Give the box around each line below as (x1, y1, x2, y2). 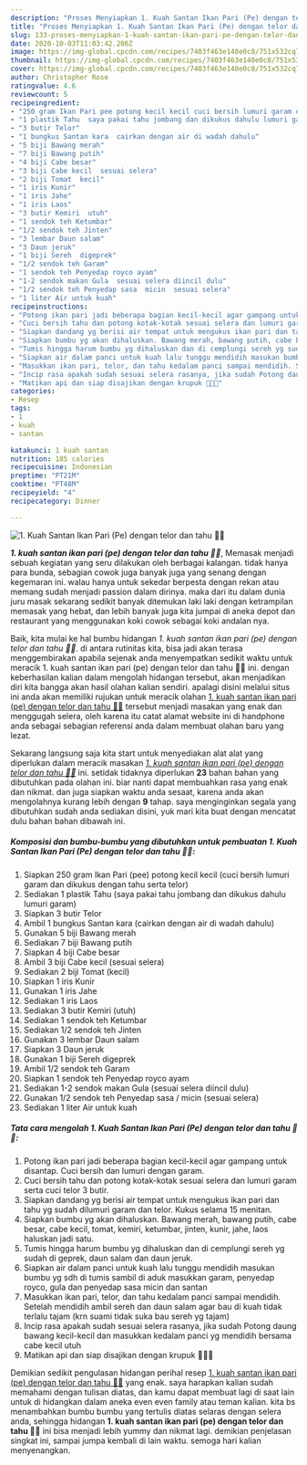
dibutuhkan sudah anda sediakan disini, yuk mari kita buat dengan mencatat (10, 805, 296, 817)
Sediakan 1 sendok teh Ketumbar (23, 1014, 148, 1025)
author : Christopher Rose (10, 73, 108, 82)
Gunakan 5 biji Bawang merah (23, 927, 137, 938)
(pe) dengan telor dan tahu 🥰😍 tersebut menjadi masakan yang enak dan (10, 700, 282, 712)
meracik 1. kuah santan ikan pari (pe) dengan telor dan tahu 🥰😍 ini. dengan (10, 662, 290, 673)
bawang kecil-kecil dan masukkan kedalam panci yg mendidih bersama (23, 1330, 292, 1341)
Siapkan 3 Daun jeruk (23, 1043, 105, 1054)
